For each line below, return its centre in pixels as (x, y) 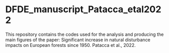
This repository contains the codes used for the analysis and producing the (84, 34)
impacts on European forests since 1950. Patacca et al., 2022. (71, 45)
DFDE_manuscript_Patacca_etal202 (83, 9)
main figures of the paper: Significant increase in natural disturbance (78, 40)
